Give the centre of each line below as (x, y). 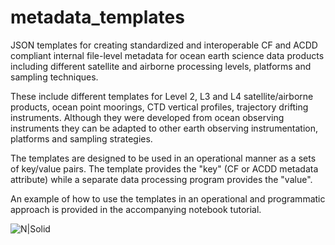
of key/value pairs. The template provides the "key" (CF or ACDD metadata (164, 168)
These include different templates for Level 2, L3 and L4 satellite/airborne (162, 96)
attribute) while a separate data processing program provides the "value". (161, 179)
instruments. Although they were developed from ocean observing (147, 117)
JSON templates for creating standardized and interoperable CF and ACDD (164, 45)
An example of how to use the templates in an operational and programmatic (168, 198)
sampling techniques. (54, 77)
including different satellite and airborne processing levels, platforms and (161, 66)
